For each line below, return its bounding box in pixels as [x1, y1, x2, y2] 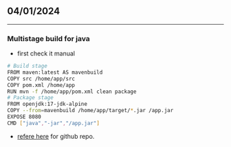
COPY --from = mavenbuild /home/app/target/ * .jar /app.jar [7, 107, 174, 114]
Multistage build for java [7, 34, 91, 43]
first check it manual [16, 49, 76, 57]
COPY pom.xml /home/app [7, 81, 76, 88]
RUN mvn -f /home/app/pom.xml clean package [7, 88, 137, 95]
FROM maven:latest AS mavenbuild [7, 68, 103, 76]
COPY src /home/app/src [7, 75, 76, 82]
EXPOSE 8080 [7, 113, 41, 120]
